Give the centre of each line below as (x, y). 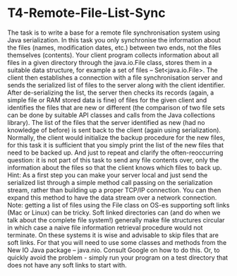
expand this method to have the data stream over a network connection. (112, 197)
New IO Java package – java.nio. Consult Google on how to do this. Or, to (114, 250)
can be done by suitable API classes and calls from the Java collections (111, 115)
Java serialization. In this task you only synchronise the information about (114, 40)
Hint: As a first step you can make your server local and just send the (108, 175)
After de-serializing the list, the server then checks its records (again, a (111, 92)
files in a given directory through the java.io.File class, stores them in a (110, 62)
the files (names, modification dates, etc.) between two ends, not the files (114, 47)
